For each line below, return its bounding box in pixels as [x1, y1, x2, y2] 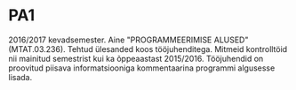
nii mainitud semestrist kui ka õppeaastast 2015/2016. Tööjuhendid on [8, 53, 264, 64]
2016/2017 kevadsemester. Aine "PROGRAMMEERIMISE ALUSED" [8, 34, 249, 45]
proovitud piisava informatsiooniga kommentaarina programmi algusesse [8, 63, 276, 73]
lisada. [8, 71, 33, 82]
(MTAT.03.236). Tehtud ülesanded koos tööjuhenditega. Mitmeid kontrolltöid [8, 43, 288, 54]
